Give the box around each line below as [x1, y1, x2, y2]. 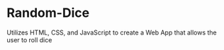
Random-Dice [6, 5, 90, 21]
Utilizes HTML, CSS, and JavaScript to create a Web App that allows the [6, 28, 217, 37]
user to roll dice [6, 35, 52, 44]
